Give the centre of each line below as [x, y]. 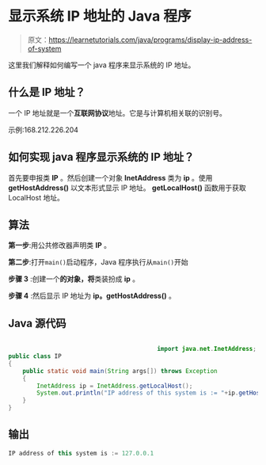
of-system [44, 48]
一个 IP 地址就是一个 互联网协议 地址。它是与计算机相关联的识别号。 [118, 112]
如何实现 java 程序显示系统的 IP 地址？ [101, 157]
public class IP [35, 356]
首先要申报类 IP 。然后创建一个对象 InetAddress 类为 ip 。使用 [110, 177]
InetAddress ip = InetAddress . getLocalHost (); [115, 386]
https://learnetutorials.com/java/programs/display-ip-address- [150, 40]
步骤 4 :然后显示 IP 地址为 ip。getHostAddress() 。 [92, 296]
